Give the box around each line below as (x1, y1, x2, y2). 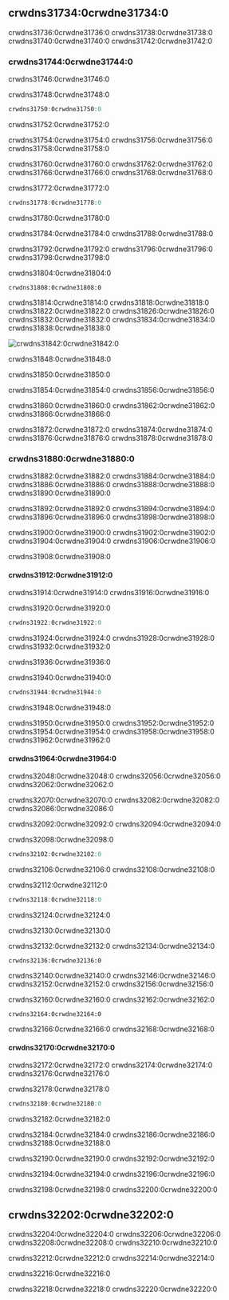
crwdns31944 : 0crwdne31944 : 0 (8, 688, 102, 697)
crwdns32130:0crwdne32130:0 (8, 926, 111, 935)
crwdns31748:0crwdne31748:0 (8, 90, 110, 99)
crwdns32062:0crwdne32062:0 (8, 780, 114, 790)
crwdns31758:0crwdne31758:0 (8, 143, 110, 153)
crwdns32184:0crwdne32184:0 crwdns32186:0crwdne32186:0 (8, 1130, 215, 1139)
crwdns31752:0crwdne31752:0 (8, 119, 110, 129)
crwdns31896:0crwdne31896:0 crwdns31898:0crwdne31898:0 (8, 512, 215, 522)
